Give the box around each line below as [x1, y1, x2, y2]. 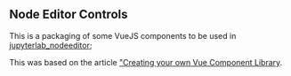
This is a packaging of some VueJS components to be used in [9, 30, 237, 41]
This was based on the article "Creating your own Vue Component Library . [9, 57, 283, 67]
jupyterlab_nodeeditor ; [9, 40, 93, 50]
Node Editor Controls [9, 7, 128, 22]
